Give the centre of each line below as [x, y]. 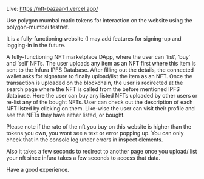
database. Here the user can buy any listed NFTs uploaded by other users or [102, 96]
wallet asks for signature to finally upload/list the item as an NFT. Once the [99, 76]
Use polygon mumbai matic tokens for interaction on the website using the [99, 20]
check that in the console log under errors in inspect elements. [85, 140]
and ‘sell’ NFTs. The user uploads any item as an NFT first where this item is [101, 63]
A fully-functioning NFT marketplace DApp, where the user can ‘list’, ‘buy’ [98, 57]
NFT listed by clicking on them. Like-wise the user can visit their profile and [101, 108]
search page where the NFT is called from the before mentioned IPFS [93, 89]
